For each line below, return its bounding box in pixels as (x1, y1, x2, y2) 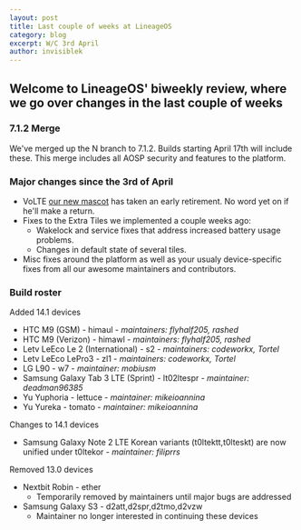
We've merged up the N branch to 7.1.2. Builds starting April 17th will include (9, 143, 293, 154)
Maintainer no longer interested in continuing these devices (35, 511, 258, 522)
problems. (35, 235, 74, 245)
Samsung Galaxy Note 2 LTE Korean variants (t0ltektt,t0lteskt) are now (22, 437, 287, 448)
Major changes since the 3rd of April (9, 175, 174, 187)
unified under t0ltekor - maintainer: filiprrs (22, 446, 181, 457)
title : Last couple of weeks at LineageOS (9, 22, 172, 31)
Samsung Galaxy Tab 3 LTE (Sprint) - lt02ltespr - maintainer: (22, 373, 249, 384)
